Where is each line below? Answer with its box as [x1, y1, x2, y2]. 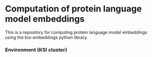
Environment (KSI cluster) [5, 46, 68, 53]
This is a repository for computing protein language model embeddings [5, 29, 148, 35]
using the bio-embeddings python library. [5, 34, 88, 40]
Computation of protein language [5, 3, 142, 14]
